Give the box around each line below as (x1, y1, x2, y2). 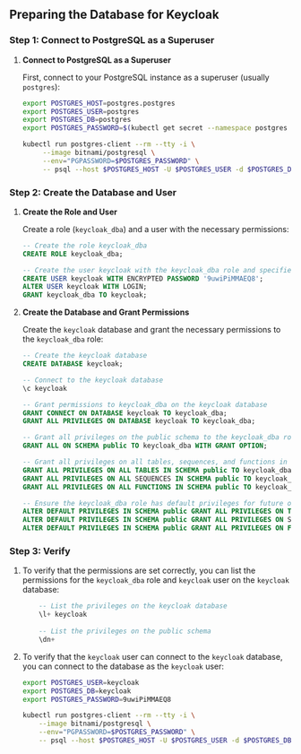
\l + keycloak (39, 610, 88, 620)
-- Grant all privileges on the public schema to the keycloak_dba (21, 433, 279, 442)
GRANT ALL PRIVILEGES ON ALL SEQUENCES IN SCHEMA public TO (21, 474, 252, 483)
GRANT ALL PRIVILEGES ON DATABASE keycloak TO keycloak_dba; (21, 417, 256, 426)
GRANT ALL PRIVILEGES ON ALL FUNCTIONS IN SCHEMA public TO (21, 482, 253, 491)
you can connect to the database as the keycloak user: (21, 661, 225, 672)
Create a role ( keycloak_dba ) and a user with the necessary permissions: (21, 223, 289, 234)
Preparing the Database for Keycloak (9, 7, 219, 22)
